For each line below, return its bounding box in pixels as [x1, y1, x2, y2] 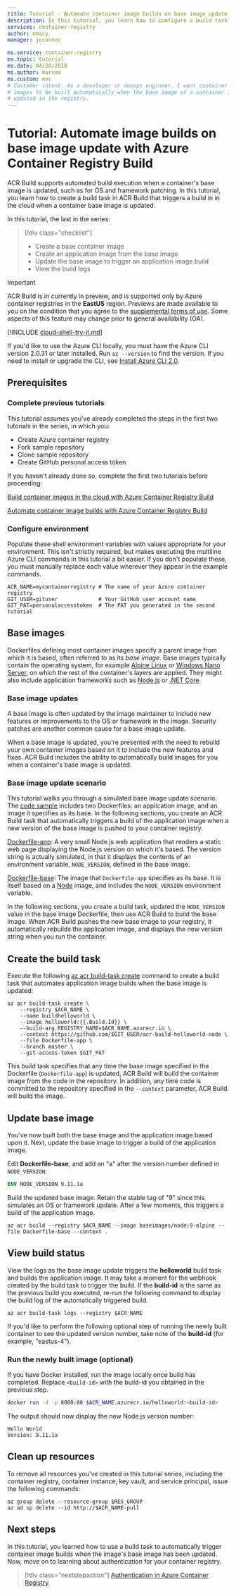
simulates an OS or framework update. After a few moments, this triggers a [7, 1201, 224, 1209]
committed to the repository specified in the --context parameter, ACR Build [7, 1085, 228, 1093]
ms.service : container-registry [7, 49, 102, 56]
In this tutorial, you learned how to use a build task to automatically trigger [7, 1542, 222, 1550]
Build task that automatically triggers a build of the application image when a [7, 817, 229, 825]
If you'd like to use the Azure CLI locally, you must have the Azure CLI [7, 342, 209, 350]
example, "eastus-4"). [7, 1337, 72, 1345]
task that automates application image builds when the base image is [7, 979, 207, 987]
